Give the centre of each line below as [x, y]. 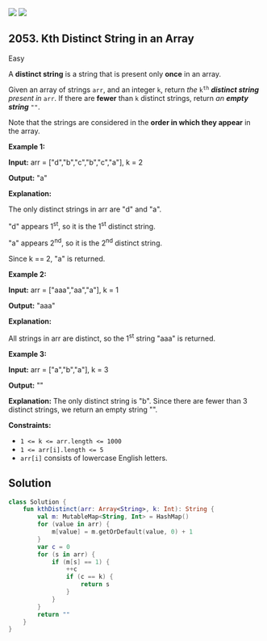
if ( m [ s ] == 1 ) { [81, 562]
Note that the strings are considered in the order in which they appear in [130, 122]
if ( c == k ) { [90, 577]
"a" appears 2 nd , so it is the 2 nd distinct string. [86, 242]
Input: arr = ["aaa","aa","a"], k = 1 [64, 290]
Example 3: [27, 354]
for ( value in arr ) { [74, 525]
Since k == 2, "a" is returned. [57, 259]
